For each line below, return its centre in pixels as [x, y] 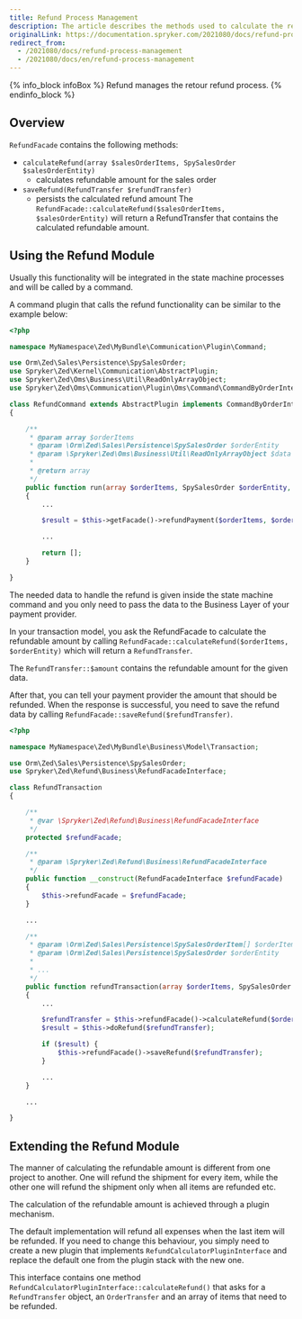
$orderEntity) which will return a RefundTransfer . [101, 650]
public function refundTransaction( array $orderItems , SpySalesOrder [159, 987]
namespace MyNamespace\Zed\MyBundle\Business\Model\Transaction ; [134, 747]
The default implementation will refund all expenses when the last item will [147, 1232]
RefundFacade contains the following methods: [94, 144]
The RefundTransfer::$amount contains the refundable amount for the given [149, 668]
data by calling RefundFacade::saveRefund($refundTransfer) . [121, 714]
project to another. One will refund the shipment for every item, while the [144, 1178]
